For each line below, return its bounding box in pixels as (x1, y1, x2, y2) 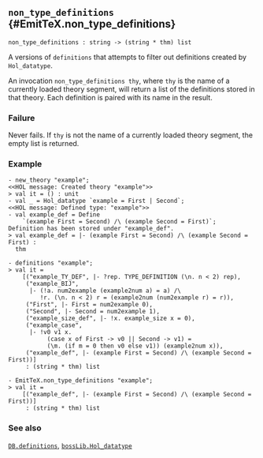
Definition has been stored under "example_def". (8, 225, 175, 233)
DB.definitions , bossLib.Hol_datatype (8, 441, 132, 450)
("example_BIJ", (25, 280, 80, 288)
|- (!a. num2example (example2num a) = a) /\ (28, 287, 181, 295)
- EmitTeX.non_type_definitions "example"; (8, 377, 154, 385)
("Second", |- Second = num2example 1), (25, 308, 160, 316)
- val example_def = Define (8, 211, 101, 219)
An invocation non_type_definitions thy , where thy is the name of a (8, 76, 230, 85)
